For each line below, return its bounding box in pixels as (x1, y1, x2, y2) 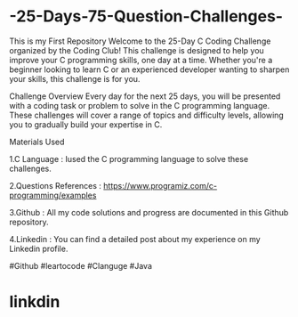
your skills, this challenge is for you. (9, 73, 141, 84)
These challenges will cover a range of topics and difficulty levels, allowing (9, 110, 285, 120)
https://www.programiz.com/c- (103, 180, 218, 191)
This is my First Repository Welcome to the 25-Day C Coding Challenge (9, 36, 271, 46)
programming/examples (9, 190, 97, 200)
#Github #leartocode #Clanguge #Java (9, 260, 153, 271)
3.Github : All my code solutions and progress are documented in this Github (9, 207, 289, 217)
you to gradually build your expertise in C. (9, 118, 163, 130)
